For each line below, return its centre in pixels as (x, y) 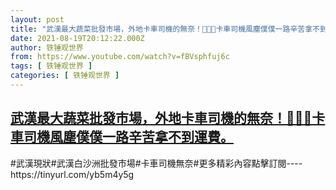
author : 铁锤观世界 (47, 47)
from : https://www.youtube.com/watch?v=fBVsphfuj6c (120, 57)
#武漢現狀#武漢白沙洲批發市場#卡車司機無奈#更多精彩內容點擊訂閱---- (156, 163)
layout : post (37, 19)
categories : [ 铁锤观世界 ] (65, 76)
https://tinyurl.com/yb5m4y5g (72, 174)
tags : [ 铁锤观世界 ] (51, 66)
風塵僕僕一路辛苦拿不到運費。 (141, 137)
